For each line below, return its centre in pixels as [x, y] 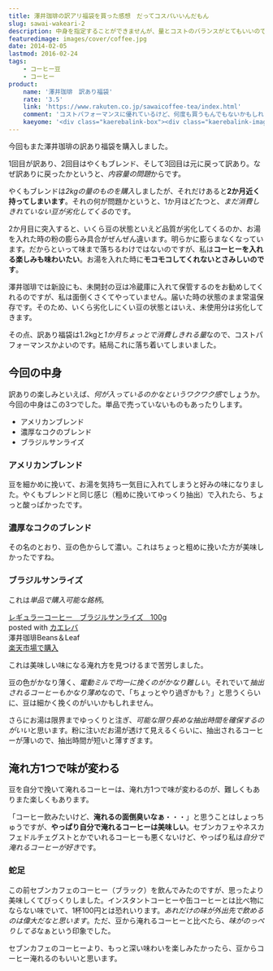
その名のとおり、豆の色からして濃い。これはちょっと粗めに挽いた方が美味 [133, 547]
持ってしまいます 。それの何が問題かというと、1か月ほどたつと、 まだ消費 [130, 201]
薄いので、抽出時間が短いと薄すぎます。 [90, 740]
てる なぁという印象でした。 [69, 930]
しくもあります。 [65, 800]
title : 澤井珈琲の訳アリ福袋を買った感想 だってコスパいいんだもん [109, 16]
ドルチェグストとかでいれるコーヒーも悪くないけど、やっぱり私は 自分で [143, 837]
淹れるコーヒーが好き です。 [54, 847]
